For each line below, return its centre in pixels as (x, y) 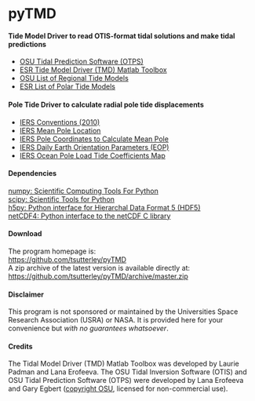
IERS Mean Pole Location (60, 130)
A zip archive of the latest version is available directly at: (99, 268)
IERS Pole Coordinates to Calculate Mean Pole (94, 139)
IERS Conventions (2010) (60, 122)
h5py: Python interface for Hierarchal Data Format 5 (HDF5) (105, 207)
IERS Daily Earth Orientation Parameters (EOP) (94, 147)
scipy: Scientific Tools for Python (62, 199)
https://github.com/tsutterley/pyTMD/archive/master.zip (98, 276)
